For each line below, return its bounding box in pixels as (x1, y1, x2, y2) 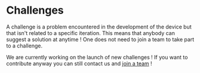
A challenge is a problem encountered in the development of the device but (6, 23, 192, 30)
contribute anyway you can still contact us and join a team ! (6, 60, 152, 67)
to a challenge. (6, 42, 43, 49)
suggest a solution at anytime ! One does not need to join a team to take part (6, 36, 195, 43)
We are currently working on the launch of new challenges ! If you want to (6, 53, 188, 61)
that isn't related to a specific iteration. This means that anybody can (6, 29, 175, 36)
